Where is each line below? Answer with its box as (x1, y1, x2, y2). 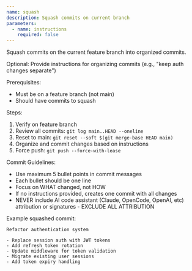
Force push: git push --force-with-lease (15, 147, 121, 154)
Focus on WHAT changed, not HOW (15, 184, 106, 191)
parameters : (6, 20, 37, 26)
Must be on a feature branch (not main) (15, 91, 115, 98)
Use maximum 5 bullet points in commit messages (15, 171, 142, 178)
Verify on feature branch (15, 121, 78, 128)
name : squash (6, 9, 40, 15)
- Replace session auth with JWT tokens (6, 237, 111, 243)
